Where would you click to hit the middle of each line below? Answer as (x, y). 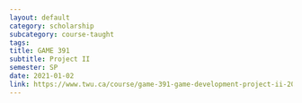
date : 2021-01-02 (42, 76)
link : (19, 84)
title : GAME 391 (40, 51)
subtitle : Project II (50, 59)
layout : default (40, 17)
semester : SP (34, 68)
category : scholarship (52, 26)
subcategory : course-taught (62, 34)
